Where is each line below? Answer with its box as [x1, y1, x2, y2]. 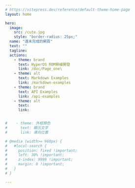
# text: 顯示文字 [5, 125, 48, 130]
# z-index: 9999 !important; [5, 157, 73, 162]
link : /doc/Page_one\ [18, 66, 63, 71]
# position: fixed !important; [5, 148, 78, 153]
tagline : [9, 48, 27, 53]
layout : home [5, 12, 32, 17]
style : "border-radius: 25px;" [14, 34, 78, 39]
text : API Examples [18, 89, 58, 94]
